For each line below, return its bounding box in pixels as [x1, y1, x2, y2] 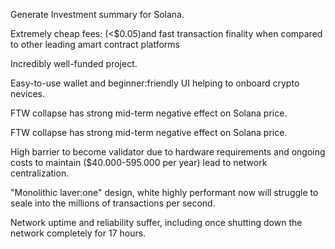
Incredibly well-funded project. [10, 58, 138, 69]
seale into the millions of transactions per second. [10, 197, 216, 209]
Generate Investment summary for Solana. [10, 9, 185, 20]
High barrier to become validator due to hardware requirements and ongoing [10, 146, 326, 158]
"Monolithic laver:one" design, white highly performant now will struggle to [10, 187, 319, 198]
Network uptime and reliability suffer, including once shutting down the [10, 217, 303, 228]
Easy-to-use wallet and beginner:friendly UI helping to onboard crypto [10, 77, 300, 89]
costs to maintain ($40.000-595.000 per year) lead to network [10, 157, 268, 168]
